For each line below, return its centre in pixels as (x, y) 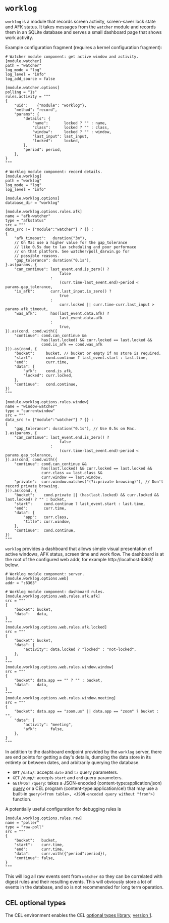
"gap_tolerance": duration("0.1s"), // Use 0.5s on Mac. (75, 429)
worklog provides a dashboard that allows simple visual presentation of (79, 549)
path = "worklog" (23, 181)
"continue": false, (35, 858)
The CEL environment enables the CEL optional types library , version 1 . (79, 915)
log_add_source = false (30, 79)
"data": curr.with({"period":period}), (61, 854)
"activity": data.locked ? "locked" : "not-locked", (80, 649)
